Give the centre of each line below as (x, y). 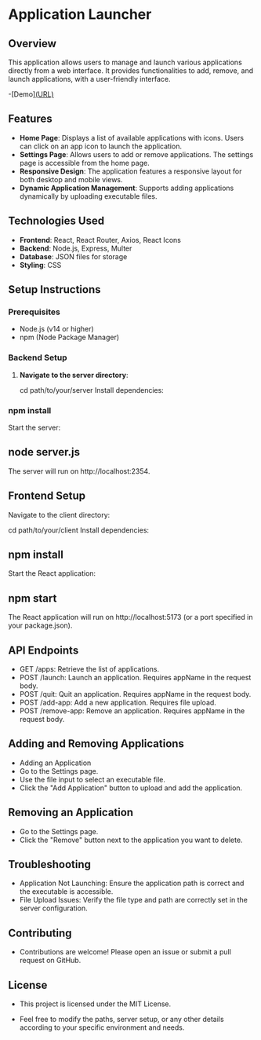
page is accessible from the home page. (85, 163)
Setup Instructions (54, 289)
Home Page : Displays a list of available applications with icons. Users (132, 137)
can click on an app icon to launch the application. (101, 146)
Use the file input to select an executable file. (92, 779)
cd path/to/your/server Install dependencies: (92, 390)
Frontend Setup (47, 496)
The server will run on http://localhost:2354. (79, 471)
